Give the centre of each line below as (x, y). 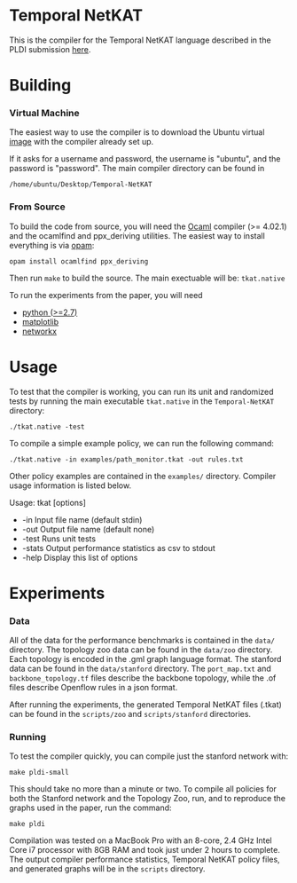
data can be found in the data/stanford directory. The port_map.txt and (141, 669)
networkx (39, 331)
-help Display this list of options (80, 557)
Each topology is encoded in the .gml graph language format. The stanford (145, 659)
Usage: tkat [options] (48, 502)
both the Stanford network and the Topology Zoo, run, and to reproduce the (148, 799)
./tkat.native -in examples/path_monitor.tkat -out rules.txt (126, 459)
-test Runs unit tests (59, 539)
